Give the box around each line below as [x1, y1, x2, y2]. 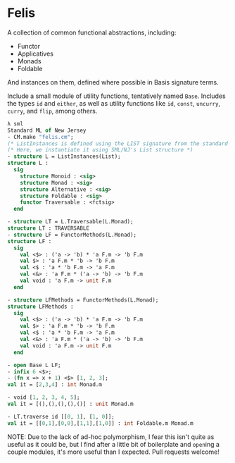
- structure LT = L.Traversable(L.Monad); [7, 218, 134, 226]
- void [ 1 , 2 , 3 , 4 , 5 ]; [7, 394, 80, 401]
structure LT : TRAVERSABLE [7, 225, 90, 232]
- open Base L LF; [7, 362, 61, 369]
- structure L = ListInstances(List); [7, 153, 121, 160]
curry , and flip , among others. [7, 106, 98, 115]
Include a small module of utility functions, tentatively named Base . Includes [7, 92, 227, 100]
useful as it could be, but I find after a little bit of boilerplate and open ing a [7, 440, 220, 448]
